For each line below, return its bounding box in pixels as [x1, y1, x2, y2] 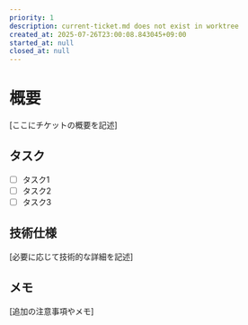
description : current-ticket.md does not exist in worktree [9, 22, 240, 31]
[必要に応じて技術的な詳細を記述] [9, 251, 134, 262]
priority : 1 [9, 13, 54, 23]
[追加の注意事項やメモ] [9, 305, 94, 316]
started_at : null [9, 38, 75, 48]
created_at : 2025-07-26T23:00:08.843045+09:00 [9, 30, 187, 39]
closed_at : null [9, 47, 70, 56]
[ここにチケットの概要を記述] [9, 120, 119, 131]
